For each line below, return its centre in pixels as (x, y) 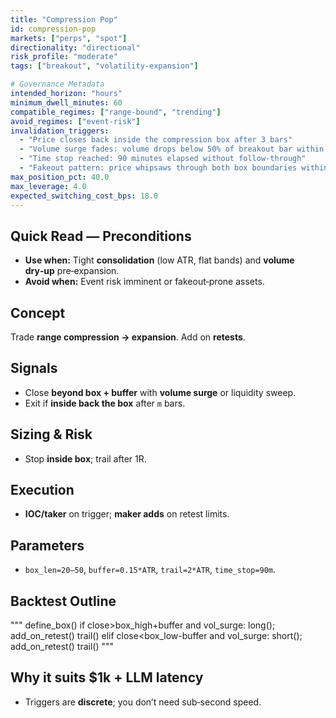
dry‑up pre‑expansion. (72, 271)
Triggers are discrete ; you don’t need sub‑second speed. (143, 702)
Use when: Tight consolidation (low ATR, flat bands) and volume (159, 260)
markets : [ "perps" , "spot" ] (69, 38)
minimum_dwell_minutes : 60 (66, 102)
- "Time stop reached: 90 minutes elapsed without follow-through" (163, 159)
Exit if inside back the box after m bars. (105, 403)
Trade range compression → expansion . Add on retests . (128, 337)
